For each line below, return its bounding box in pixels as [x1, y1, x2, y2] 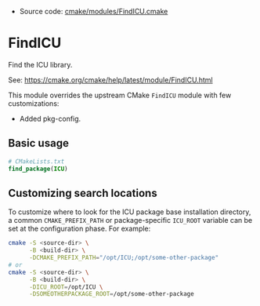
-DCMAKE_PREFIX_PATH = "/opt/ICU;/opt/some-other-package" [28, 254, 219, 262]
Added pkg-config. [19, 114, 81, 123]
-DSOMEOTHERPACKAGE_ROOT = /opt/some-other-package [28, 290, 194, 298]
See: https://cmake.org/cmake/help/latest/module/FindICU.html [8, 75, 213, 85]
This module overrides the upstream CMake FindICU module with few [8, 90, 232, 100]
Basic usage [8, 137, 69, 150]
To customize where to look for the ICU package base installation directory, [8, 207, 251, 217]
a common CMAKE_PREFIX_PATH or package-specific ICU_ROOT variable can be [8, 216, 253, 225]
